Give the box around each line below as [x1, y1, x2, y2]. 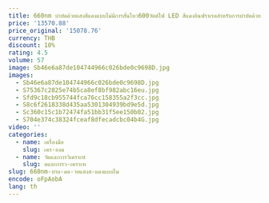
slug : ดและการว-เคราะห [22, 161, 86, 169]
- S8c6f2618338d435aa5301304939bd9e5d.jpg [15, 101, 159, 109]
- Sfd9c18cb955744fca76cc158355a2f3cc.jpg [15, 94, 159, 101]
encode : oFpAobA [8, 175, 62, 184]
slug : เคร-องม [22, 145, 65, 153]
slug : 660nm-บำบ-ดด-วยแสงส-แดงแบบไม [8, 168, 119, 176]
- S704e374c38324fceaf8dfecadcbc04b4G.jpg [15, 116, 159, 124]
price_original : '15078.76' [8, 26, 102, 34]
